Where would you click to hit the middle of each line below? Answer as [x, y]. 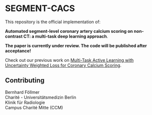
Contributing [25, 80]
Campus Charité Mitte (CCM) [34, 107]
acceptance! [18, 51]
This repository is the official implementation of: [53, 22]
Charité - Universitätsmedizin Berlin [41, 97]
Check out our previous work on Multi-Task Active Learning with [69, 60]
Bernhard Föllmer [22, 92]
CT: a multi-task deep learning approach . [66, 36]
